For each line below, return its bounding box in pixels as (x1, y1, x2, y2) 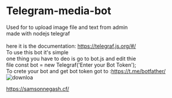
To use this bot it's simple (6, 48, 69, 55)
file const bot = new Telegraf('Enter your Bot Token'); (6, 61, 136, 68)
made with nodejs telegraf (6, 30, 70, 37)
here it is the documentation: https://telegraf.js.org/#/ (6, 43, 136, 50)
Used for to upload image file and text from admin (6, 24, 128, 31)
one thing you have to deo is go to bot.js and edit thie (6, 55, 136, 62)
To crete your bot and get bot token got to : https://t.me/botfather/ (6, 67, 166, 74)
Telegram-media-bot (6, 4, 112, 18)
